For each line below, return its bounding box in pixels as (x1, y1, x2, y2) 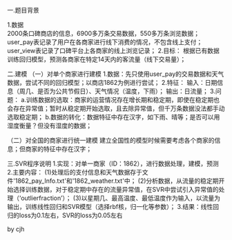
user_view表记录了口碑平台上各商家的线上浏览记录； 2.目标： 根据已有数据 (7, 47, 220, 54)
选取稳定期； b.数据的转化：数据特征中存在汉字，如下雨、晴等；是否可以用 (7, 113, 220, 121)
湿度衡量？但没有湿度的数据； (7, 121, 92, 130)
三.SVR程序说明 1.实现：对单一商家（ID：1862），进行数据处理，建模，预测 (7, 159, 219, 168)
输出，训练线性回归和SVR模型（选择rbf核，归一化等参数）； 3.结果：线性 (7, 203, 213, 210)
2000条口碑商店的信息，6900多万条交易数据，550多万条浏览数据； (7, 30, 200, 37)
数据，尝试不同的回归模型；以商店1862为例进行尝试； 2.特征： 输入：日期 (7, 79, 217, 86)
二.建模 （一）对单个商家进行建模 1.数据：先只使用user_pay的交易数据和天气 (7, 70, 224, 78)
